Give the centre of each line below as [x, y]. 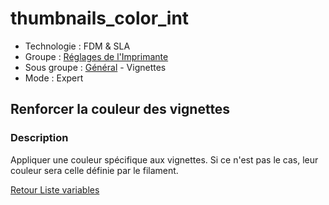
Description [39, 138]
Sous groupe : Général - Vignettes [95, 67]
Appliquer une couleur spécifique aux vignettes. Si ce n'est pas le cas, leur [164, 159]
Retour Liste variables [55, 189]
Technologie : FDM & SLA [77, 46]
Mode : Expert [54, 78]
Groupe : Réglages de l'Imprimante [96, 56]
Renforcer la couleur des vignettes [120, 109]
